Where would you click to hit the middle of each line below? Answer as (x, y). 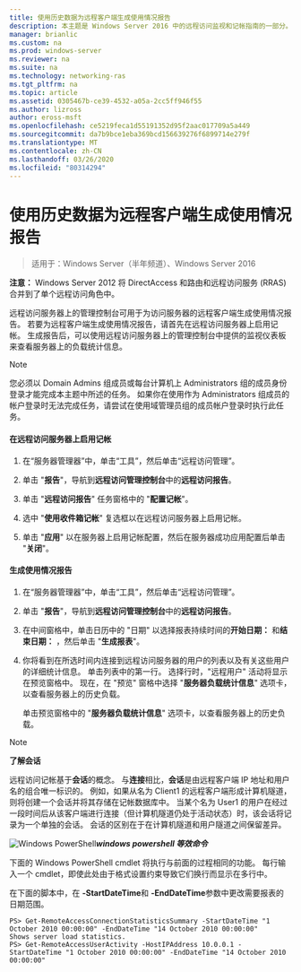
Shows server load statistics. (68, 937)
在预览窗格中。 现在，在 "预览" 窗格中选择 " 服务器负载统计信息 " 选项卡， (157, 682)
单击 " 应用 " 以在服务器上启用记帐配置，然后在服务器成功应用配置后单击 (154, 537)
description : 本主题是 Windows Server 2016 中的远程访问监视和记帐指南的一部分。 (151, 26)
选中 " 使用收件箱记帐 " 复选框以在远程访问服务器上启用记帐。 (134, 517)
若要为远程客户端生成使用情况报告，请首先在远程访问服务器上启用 (148, 325)
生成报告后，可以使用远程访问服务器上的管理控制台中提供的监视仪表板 (156, 335)
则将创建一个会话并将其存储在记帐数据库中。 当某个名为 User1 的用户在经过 (149, 802)
